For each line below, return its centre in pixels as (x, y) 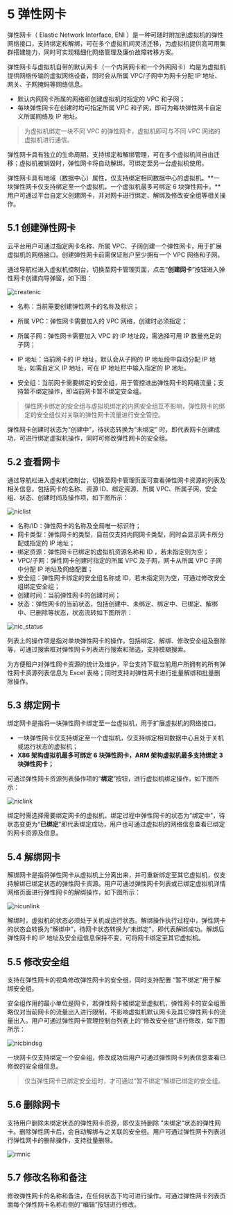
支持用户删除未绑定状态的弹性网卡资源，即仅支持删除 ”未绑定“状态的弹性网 (114, 1123)
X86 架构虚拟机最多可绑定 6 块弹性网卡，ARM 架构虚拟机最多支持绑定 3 (120, 755)
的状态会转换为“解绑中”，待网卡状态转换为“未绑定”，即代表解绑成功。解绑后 (116, 929)
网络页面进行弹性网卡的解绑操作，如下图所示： (74, 892)
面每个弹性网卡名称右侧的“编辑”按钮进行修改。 (74, 1204)
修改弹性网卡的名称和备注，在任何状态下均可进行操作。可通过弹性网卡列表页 (116, 1196)
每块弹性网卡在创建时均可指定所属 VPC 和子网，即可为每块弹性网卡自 (116, 108)
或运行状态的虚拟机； (48, 747)
